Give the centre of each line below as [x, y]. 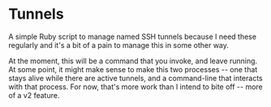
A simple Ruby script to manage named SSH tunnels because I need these [133, 36]
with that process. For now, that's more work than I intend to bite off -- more [136, 87]
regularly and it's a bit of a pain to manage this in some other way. [119, 45]
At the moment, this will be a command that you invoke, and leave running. [133, 61]
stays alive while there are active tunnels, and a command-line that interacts [135, 78]
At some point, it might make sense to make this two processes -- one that [133, 69]
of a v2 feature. [34, 95]
